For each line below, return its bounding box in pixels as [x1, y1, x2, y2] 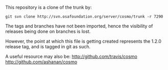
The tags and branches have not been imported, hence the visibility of [5, 23, 153, 29]
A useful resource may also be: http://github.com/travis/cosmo [5, 53, 138, 59]
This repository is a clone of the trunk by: [5, 5, 92, 10]
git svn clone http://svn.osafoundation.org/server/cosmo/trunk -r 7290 [5, 14, 163, 19]
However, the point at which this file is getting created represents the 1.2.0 [5, 38, 162, 44]
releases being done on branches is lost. [5, 28, 91, 34]
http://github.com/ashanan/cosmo [5, 59, 78, 65]
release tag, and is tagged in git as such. [5, 44, 91, 50]
